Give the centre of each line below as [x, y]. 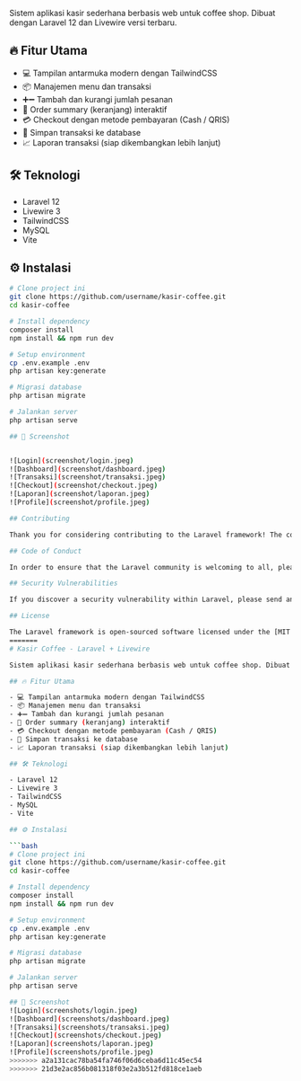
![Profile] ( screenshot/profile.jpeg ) [80, 502]
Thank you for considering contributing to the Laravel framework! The [146, 535]
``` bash [24, 846]
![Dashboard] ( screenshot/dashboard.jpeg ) [88, 469]
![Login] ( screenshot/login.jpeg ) [72, 461]
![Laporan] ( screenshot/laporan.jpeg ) [80, 494]
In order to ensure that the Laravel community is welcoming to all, [142, 567]
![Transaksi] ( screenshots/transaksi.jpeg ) [90, 1027]
